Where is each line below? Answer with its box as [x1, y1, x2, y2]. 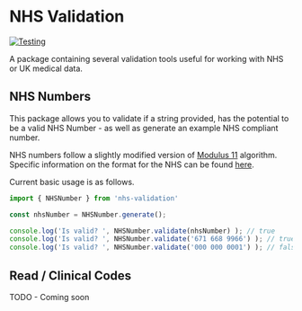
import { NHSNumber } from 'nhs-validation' [9, 193, 179, 203]
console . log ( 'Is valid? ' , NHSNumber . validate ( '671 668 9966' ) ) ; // [9, 235, 276, 244]
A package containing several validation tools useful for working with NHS [9, 53, 284, 64]
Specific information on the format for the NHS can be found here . [9, 159, 254, 170]
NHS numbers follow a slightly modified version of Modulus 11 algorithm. [9, 149, 278, 160]
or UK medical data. [9, 63, 84, 74]
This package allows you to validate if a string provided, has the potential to [9, 112, 289, 123]
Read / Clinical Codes [9, 268, 132, 283]
